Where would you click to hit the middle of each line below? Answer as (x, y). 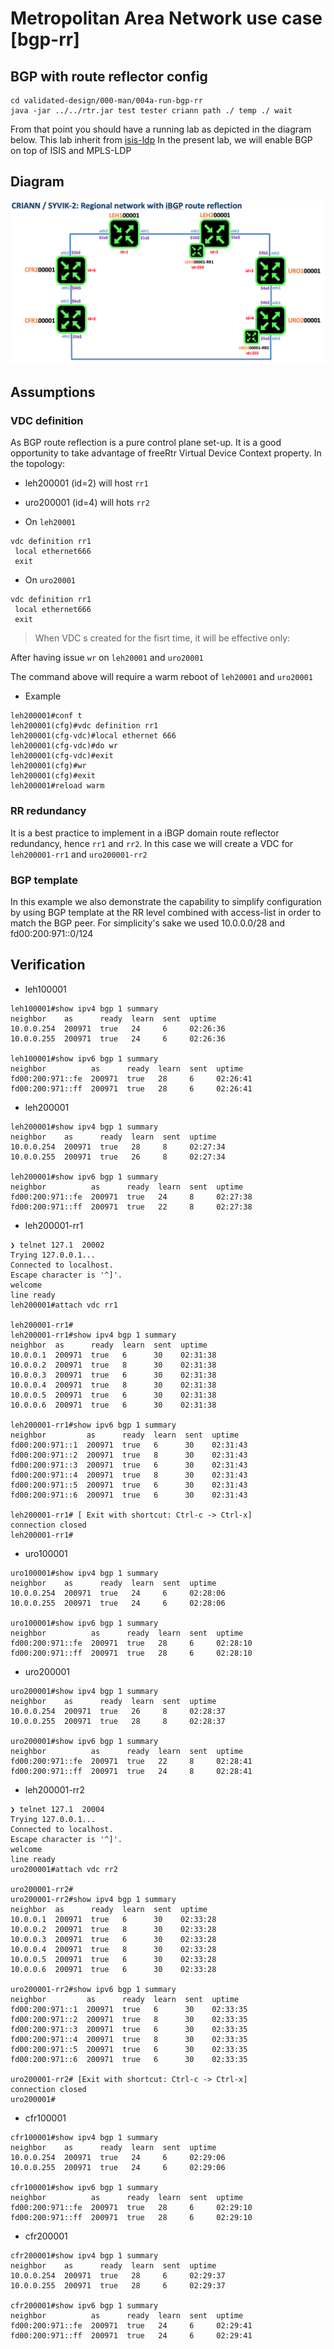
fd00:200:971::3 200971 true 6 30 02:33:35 (129, 2029)
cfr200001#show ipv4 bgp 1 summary (84, 2255)
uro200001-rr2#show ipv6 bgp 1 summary (93, 1989)
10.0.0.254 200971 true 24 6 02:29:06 (118, 2157)
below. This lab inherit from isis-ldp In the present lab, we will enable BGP (161, 140)
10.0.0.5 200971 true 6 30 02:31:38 (113, 1395)
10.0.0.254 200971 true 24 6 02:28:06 (118, 1593)
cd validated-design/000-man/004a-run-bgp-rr (106, 101)
